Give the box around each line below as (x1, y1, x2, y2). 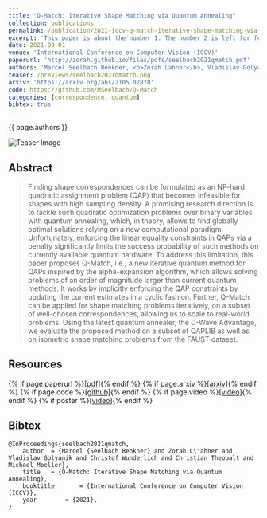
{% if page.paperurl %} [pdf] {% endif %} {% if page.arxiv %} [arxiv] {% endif (8, 379, 257, 388)
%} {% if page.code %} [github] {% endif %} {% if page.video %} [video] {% (8, 387, 253, 397)
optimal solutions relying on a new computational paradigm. (27, 224, 224, 233)
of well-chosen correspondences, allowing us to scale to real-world (27, 308, 250, 319)
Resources (8, 358, 63, 371)
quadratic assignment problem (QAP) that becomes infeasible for (27, 190, 241, 200)
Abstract (8, 161, 53, 175)
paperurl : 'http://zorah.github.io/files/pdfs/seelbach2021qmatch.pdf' (8, 57, 250, 65)
